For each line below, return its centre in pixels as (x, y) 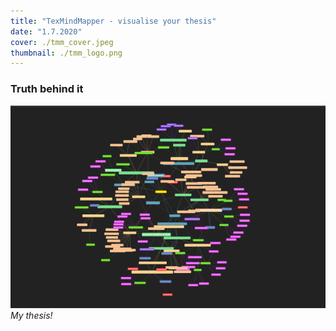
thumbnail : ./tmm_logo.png (66, 53)
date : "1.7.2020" (46, 31)
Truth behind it (47, 89)
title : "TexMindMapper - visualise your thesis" (113, 21)
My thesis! (31, 316)
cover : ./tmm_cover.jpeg (62, 42)
